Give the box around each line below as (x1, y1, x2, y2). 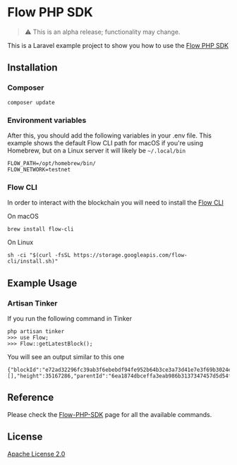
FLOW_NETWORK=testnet (7, 166, 71, 173)
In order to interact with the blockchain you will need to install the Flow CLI (7, 198, 224, 207)
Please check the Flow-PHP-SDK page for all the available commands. (7, 410, 212, 418)
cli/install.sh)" (7, 258, 59, 265)
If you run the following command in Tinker (7, 314, 133, 322)
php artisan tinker (7, 327, 65, 335)
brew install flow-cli (7, 226, 74, 233)
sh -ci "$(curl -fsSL (7, 252, 71, 259)
